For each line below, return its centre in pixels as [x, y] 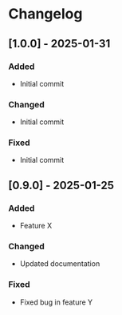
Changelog [45, 14]
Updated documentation [60, 264]
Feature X [36, 226]
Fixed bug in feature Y [56, 302]
